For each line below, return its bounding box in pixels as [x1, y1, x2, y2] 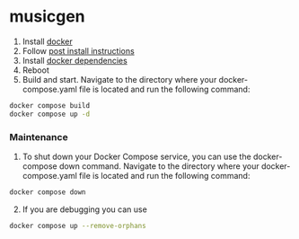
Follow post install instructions [22, 45, 135, 56]
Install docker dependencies [22, 55, 128, 66]
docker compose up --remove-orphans [9, 221, 146, 230]
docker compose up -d [9, 110, 91, 119]
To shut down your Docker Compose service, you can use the [22, 151, 251, 162]
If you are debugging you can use [22, 204, 148, 215]
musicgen [9, 6, 85, 27]
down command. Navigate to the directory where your [58, 160, 259, 172]
